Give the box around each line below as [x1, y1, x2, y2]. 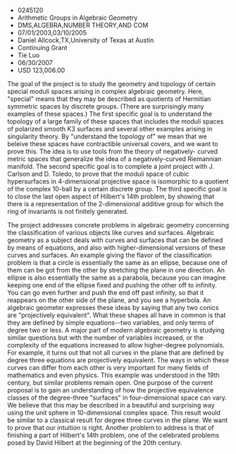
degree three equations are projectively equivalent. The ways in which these [7, 356, 229, 364]
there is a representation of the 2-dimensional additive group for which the [7, 200, 224, 208]
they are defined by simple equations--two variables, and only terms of [7, 318, 214, 327]
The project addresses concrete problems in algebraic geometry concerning [7, 221, 229, 229]
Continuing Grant [17, 44, 68, 52]
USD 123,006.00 [17, 66, 66, 74]
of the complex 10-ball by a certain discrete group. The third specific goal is [7, 185, 228, 193]
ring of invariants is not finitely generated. [7, 208, 129, 215]
